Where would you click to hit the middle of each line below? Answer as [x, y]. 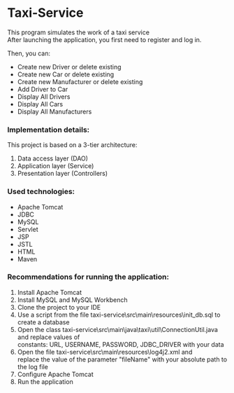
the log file [33, 366]
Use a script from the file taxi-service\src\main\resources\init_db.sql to [119, 315]
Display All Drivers [44, 97]
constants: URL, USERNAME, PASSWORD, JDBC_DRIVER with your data [121, 344]
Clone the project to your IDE [59, 307]
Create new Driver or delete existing [69, 67]
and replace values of [49, 337]
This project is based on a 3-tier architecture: [72, 145]
